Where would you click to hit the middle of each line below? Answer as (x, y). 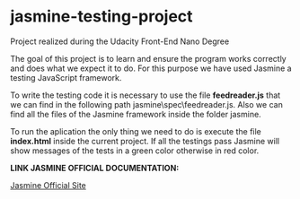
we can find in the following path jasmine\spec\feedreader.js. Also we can (147, 104)
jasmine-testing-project (101, 17)
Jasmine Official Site (48, 185)
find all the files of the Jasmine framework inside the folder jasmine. (136, 114)
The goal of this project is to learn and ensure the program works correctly (148, 58)
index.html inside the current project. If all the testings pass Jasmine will (145, 141)
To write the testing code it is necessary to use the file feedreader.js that (146, 95)
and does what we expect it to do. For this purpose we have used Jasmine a (151, 68)
